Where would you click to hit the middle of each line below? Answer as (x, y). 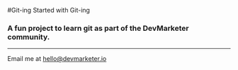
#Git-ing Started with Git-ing (49, 10)
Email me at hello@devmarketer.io (57, 59)
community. (29, 36)
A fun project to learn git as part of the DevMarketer (98, 28)
